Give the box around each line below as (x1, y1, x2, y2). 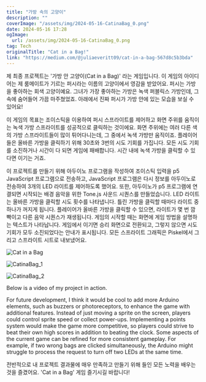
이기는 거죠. (17, 154, 46, 161)
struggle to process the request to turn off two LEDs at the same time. (6, 348, 183, 356)
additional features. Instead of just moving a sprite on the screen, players (6, 309, 191, 316)
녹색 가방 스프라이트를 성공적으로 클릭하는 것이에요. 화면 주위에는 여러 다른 (12, 123, 191, 131)
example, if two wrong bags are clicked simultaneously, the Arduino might (6, 342, 193, 349)
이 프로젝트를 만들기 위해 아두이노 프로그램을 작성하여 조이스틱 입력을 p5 (6, 167, 180, 175)
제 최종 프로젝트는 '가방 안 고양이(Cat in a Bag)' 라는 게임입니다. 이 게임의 (6, 72, 183, 80)
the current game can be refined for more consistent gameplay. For (6, 335, 177, 342)
